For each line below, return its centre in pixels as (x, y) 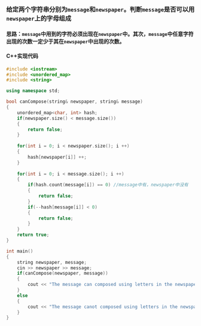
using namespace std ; (33, 91)
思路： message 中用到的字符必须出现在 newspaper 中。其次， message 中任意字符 (100, 33)
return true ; (33, 235)
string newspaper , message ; (52, 262)
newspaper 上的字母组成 (39, 18)
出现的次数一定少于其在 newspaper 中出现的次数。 (66, 41)
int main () (20, 251)
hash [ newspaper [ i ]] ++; (57, 157)
